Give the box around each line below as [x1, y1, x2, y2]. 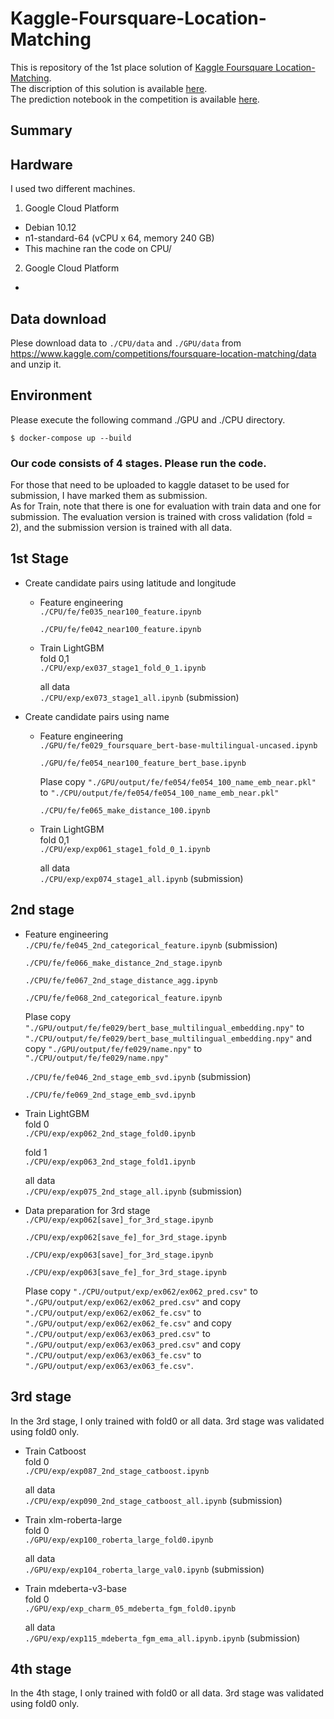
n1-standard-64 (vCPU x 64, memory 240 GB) [24, 232, 215, 244]
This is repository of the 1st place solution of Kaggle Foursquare [10, 61, 274, 73]
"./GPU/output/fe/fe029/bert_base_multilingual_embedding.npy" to [24, 1021, 305, 1033]
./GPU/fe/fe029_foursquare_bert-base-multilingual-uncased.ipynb [39, 740, 318, 751]
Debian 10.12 [24, 222, 77, 234]
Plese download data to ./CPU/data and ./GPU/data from [10, 337, 242, 349]
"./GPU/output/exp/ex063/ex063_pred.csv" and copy [24, 1338, 242, 1350]
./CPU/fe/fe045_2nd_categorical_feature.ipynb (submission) [24, 938, 278, 951]
